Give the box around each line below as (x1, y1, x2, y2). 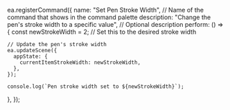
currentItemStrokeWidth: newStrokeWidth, (19, 59, 141, 66)
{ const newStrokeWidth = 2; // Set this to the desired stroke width (7, 27, 197, 36)
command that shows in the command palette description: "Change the (7, 13, 211, 21)
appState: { (13, 53, 48, 60)
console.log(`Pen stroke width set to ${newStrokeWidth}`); (7, 83, 185, 90)
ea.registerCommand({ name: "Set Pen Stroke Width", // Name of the (7, 6, 204, 14)
